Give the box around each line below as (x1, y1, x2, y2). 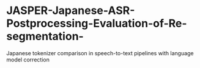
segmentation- (6, 30, 84, 43)
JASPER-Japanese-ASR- (6, 4, 135, 18)
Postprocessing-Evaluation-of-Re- (6, 16, 188, 30)
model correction (6, 56, 50, 63)
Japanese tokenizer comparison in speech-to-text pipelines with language (6, 49, 194, 56)
